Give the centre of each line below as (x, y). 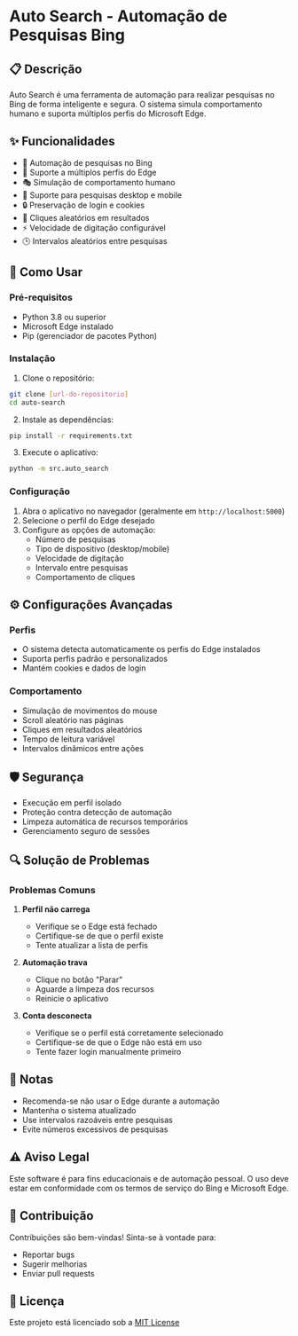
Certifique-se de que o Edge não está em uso (118, 1042)
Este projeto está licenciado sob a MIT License (94, 1323)
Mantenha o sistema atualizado (79, 1110)
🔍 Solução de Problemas (80, 860)
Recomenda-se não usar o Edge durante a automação (121, 1101)
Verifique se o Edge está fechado (96, 927)
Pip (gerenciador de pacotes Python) (90, 335)
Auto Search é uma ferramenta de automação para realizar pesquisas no (142, 94)
